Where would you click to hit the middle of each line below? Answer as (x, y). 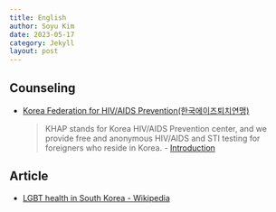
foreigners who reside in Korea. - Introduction (130, 147)
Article (29, 176)
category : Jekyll (42, 43)
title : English (38, 18)
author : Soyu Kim (42, 26)
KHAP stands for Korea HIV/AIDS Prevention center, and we (156, 128)
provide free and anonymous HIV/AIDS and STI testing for (152, 138)
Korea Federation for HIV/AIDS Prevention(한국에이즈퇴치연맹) (136, 110)
